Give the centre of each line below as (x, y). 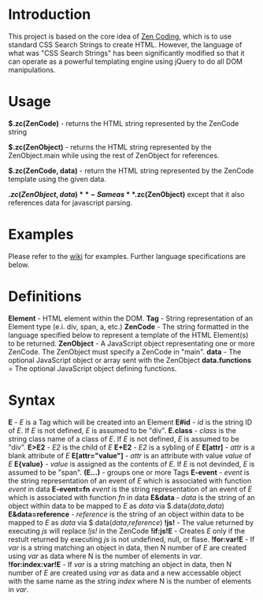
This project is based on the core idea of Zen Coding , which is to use (120, 36)
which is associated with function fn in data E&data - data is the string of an (131, 497)
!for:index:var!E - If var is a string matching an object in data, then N (120, 564)
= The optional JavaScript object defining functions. (93, 369)
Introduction (50, 15)
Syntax (32, 400)
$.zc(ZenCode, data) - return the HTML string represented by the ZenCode (131, 170)
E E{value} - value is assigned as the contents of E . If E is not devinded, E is (131, 464)
